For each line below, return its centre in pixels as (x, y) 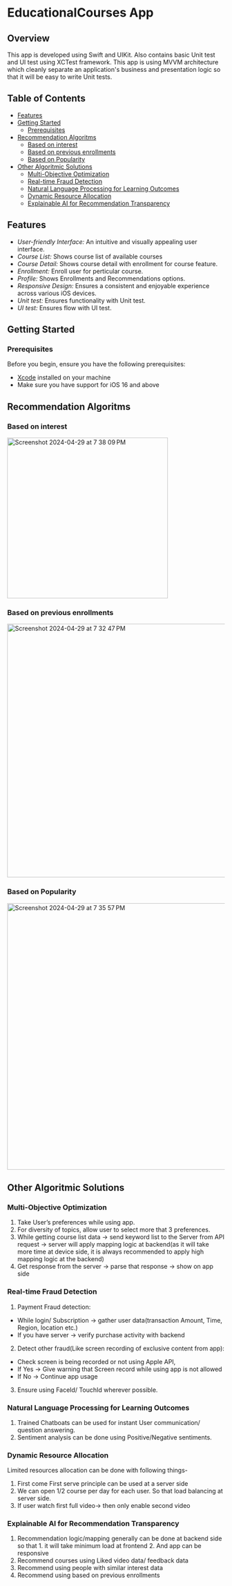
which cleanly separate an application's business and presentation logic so (114, 69)
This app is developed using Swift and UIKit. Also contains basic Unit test (111, 55)
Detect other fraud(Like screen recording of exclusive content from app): (120, 1348)
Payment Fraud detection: (54, 1307)
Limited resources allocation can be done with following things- (97, 1471)
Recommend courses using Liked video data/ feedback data (103, 1560)
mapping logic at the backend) (61, 1259)
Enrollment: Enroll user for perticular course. (80, 271)
